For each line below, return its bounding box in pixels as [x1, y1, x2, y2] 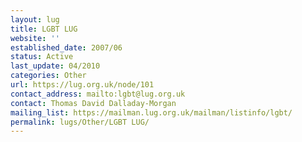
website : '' [10, 33, 60, 43]
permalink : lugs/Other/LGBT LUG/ [10, 117, 150, 127]
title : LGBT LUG [10, 24, 78, 34]
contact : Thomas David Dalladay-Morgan [10, 98, 177, 108]
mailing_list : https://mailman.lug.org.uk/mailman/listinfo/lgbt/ [10, 107, 293, 118]
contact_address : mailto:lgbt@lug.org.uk [10, 89, 186, 99]
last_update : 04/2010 [10, 61, 101, 71]
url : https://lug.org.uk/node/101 [10, 80, 155, 90]
